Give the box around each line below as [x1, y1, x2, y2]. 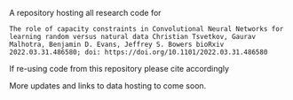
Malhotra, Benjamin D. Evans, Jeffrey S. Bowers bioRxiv [9, 40, 225, 49]
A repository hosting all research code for [9, 8, 162, 18]
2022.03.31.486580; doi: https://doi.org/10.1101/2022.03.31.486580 [9, 48, 268, 57]
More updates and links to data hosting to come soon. [9, 81, 207, 91]
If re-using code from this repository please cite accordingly [9, 64, 229, 73]
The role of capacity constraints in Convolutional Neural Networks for [9, 25, 284, 34]
